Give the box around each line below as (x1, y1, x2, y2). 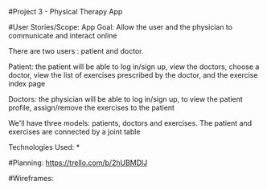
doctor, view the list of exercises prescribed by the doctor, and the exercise (8, 70, 258, 79)
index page (8, 79, 46, 88)
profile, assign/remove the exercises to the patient (8, 103, 175, 112)
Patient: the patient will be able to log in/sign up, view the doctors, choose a (8, 62, 260, 71)
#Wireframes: (8, 174, 54, 183)
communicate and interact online (8, 31, 117, 40)
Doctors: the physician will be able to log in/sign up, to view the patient (8, 94, 243, 103)
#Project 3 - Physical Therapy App (8, 7, 123, 16)
